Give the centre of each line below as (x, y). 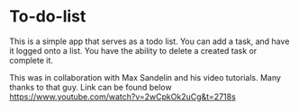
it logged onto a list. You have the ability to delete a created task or (133, 50)
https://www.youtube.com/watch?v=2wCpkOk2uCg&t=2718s (122, 97)
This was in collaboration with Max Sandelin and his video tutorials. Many (145, 77)
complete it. (32, 60)
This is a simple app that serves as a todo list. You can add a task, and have (149, 41)
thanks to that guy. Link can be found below (91, 87)
